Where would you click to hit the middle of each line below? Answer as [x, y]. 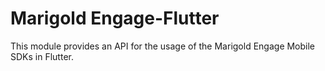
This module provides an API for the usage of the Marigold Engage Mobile [163, 46]
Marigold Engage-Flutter [115, 18]
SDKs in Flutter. [42, 56]
